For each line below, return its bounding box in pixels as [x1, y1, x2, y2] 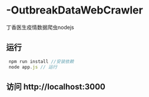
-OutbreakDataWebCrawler [6, 4, 143, 17]
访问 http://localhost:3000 [6, 82, 106, 92]
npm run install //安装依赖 [8, 58, 74, 65]
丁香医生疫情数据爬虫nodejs [6, 24, 75, 31]
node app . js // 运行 [8, 64, 58, 70]
